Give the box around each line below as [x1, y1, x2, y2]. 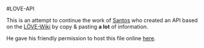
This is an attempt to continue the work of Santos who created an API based [6, 17, 199, 23]
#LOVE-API [6, 5, 35, 12]
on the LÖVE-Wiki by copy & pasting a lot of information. [6, 23, 148, 30]
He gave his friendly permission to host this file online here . [6, 35, 156, 41]
